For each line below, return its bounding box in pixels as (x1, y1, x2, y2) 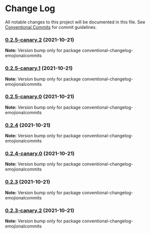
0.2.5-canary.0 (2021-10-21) (5, 93, 74, 100)
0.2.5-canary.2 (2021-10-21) (5, 36, 74, 43)
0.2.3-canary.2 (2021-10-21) (5, 207, 74, 214)
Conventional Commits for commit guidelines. (5, 24, 97, 30)
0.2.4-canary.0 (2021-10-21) (5, 150, 75, 157)
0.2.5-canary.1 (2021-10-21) (5, 65, 73, 72)
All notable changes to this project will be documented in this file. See (5, 19, 146, 25)
